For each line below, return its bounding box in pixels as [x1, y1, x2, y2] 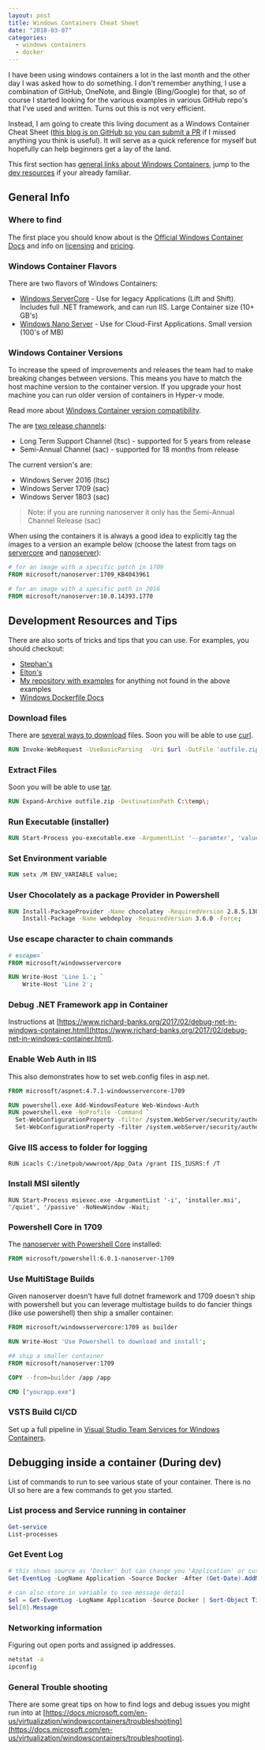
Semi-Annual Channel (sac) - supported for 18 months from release [19, 444, 239, 455]
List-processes [8, 1530, 58, 1538]
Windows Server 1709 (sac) [19, 484, 110, 493]
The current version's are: [8, 460, 93, 470]
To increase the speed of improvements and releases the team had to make [8, 365, 254, 375]
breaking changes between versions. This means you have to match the [8, 373, 242, 384]
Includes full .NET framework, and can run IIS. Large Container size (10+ [19, 302, 255, 312]
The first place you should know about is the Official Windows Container [8, 232, 244, 242]
